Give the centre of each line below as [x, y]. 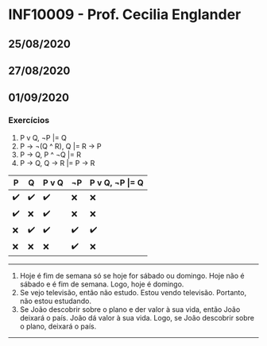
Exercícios [29, 121]
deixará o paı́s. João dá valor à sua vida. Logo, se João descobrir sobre [137, 317]
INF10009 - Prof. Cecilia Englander [125, 15]
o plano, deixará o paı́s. [58, 326]
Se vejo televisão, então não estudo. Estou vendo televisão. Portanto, [133, 292]
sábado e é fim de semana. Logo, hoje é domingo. [102, 284]
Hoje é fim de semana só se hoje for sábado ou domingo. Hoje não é [132, 275]
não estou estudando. [55, 301]
